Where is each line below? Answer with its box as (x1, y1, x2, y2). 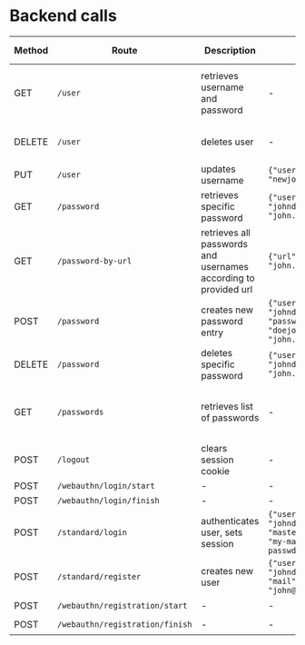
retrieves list (201, 400, 254, 412)
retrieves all (201, 226, 251, 239)
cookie (201, 464, 230, 477)
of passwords (201, 411, 260, 423)
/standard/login (57, 527, 127, 537)
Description (203, 44, 256, 56)
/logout (57, 454, 91, 464)
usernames (201, 260, 250, 273)
